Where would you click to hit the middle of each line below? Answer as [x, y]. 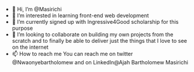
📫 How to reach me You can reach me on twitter [72, 54]
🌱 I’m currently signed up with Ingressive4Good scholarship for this [95, 22]
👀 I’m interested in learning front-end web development [80, 15]
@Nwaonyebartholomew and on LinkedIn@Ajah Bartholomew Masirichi [100, 62]
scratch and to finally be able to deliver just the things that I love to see [99, 41]
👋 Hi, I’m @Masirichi [37, 9]
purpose [22, 28]
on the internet [30, 47]
